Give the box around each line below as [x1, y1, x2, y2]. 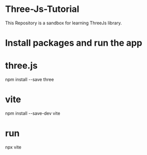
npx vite [5, 144, 21, 150]
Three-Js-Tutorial [5, 3, 80, 15]
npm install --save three [5, 77, 54, 82]
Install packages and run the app [5, 37, 143, 49]
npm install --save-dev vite [5, 110, 60, 116]
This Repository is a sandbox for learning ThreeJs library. [5, 20, 122, 26]
